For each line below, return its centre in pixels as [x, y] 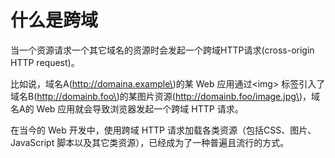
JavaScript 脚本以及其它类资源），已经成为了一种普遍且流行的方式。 [150, 142]
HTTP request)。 [45, 62]
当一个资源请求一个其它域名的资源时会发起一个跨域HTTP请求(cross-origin [162, 50]
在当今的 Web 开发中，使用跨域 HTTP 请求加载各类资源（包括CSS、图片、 [163, 130]
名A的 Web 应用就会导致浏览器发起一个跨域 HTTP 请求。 [127, 108]
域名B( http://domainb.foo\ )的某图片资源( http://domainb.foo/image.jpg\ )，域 [165, 96]
